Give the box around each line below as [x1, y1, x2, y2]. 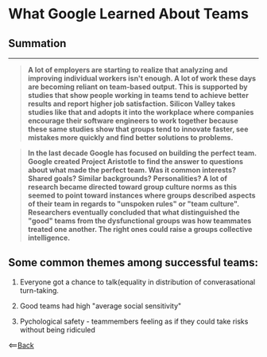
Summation [8, 37, 67, 50]
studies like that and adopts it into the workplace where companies [27, 108, 254, 116]
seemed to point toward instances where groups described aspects [27, 190, 256, 200]
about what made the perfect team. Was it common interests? [27, 165, 237, 175]
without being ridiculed [19, 324, 95, 335]
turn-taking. [19, 285, 60, 295]
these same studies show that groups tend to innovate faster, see [27, 124, 249, 134]
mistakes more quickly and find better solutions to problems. [27, 133, 234, 142]
